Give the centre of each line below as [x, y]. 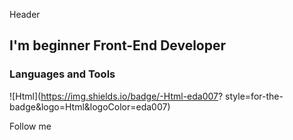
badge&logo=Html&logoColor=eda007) [90, 106]
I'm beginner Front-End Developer [118, 45]
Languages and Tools [62, 74]
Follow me [30, 126]
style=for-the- [254, 96]
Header [25, 14]
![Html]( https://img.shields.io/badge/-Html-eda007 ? [116, 96]
